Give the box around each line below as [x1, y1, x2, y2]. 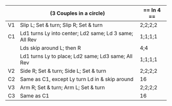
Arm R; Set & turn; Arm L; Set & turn [20, 84, 105, 91]
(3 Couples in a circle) [50, 10, 105, 17]
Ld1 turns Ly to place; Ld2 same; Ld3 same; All [20, 53, 133, 60]
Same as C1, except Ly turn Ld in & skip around [20, 76, 134, 83]
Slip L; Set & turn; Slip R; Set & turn [20, 21, 103, 29]
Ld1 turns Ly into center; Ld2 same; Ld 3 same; [20, 30, 133, 37]
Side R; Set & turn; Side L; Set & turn [20, 67, 106, 74]
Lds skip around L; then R [20, 44, 81, 51]
